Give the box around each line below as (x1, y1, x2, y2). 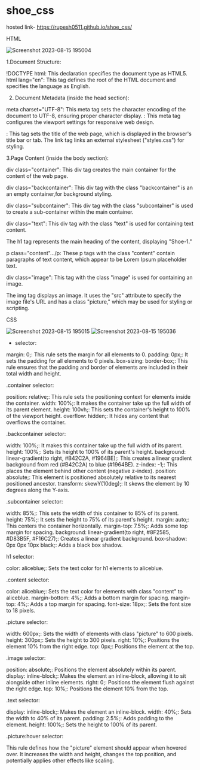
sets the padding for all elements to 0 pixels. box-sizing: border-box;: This (6, 357, 188, 364)
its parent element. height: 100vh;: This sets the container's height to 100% (6, 405, 190, 413)
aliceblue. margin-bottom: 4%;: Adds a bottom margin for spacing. (6, 594, 170, 601)
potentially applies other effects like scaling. (6, 757, 115, 764)
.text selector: (6, 696, 41, 704)
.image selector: (6, 654, 46, 662)
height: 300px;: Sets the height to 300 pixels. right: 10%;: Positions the (6, 636, 180, 644)
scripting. (6, 304, 30, 311)
